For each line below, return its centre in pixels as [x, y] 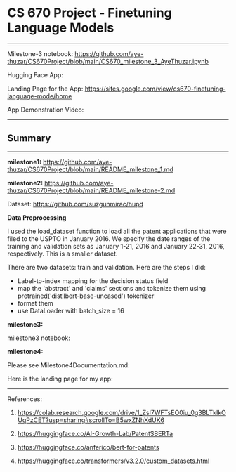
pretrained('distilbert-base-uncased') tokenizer [86, 296]
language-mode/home [40, 96]
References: [25, 399]
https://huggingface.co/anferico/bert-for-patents [88, 447]
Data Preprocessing [37, 217]
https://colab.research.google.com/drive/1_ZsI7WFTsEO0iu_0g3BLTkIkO [122, 412]
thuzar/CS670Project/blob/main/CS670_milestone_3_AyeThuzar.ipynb [108, 61]
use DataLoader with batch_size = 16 [71, 310]
